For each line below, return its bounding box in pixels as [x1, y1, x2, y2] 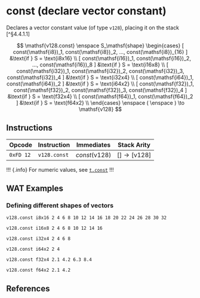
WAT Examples [6, 184, 64, 194]
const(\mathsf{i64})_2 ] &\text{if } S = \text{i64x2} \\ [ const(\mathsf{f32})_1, [6, 80, 195, 87]
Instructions [6, 123, 53, 133]
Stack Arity [117, 141, 151, 149]
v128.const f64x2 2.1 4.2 [6, 267, 70, 273]
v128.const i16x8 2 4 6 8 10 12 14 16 [6, 226, 103, 232]
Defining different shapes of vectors [6, 202, 114, 210]
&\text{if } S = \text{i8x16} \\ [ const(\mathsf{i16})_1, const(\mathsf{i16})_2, [10, 54, 191, 62]
